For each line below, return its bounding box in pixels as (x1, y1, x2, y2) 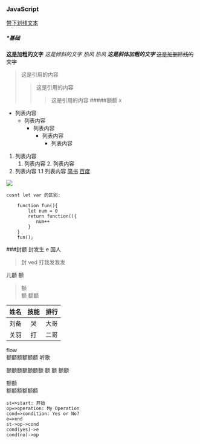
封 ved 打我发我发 (21, 259, 66, 266)
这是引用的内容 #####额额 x (51, 97, 122, 104)
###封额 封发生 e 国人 (6, 246, 62, 253)
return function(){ (28, 213, 77, 219)
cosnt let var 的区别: (6, 192, 61, 198)
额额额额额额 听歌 (6, 354, 50, 361)
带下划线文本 (6, 19, 38, 27)
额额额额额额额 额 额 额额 (6, 367, 69, 374)
